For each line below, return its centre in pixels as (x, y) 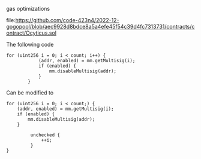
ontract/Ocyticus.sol (31, 33)
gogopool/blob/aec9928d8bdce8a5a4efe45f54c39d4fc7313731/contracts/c (100, 27)
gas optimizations (28, 9)
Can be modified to (30, 93)
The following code (30, 45)
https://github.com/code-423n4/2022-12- (67, 20)
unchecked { (45, 135)
